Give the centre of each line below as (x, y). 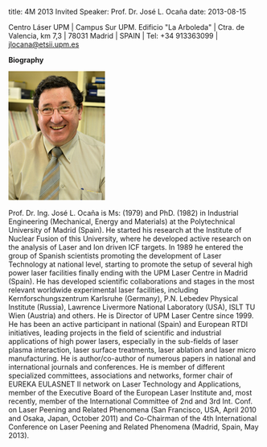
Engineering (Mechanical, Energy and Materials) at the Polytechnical (122, 221)
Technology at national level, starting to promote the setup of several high (131, 264)
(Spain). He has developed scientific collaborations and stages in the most (131, 281)
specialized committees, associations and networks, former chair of (121, 375)
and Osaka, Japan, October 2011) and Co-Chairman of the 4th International (133, 418)
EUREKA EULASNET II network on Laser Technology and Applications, (125, 384)
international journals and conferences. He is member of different (117, 367)
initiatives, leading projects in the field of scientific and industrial (115, 333)
